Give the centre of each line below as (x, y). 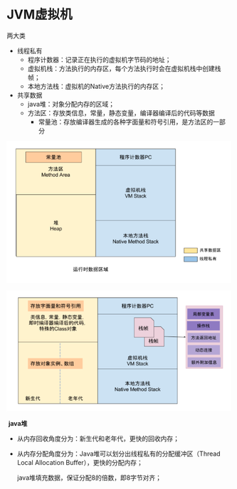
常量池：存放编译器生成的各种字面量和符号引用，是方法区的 (126, 122)
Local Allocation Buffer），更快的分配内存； (80, 463)
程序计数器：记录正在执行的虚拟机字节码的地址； (99, 59)
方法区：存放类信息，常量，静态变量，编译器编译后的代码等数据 (121, 113)
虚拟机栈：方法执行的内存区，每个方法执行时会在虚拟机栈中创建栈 (124, 68)
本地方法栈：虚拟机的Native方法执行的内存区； (96, 86)
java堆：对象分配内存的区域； (71, 104)
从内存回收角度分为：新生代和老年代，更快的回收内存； (98, 439)
